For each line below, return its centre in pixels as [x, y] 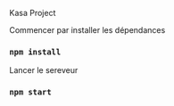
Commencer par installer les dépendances [87, 30]
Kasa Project [33, 13]
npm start [30, 92]
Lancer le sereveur [44, 70]
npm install [35, 52]
